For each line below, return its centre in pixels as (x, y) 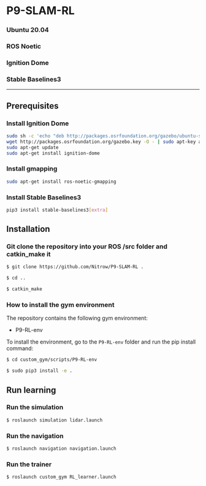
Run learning (31, 390)
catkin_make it (29, 254)
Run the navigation (35, 436)
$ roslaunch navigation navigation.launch (61, 449)
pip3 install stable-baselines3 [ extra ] (57, 210)
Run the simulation (35, 407)
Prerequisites (32, 106)
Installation (28, 229)
